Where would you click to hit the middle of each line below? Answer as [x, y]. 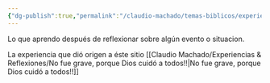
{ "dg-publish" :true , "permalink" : [64, 16]
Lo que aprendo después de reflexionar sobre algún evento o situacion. [126, 39]
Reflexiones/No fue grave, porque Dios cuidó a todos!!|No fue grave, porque [134, 63]
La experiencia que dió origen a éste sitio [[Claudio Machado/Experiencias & [135, 54]
